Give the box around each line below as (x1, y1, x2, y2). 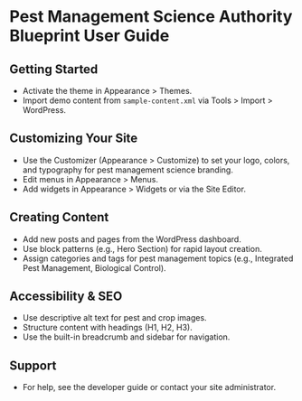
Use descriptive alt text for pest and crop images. (22, 312, 207, 323)
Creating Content (9, 210, 109, 225)
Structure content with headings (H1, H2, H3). (22, 322, 193, 333)
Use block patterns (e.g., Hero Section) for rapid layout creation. (22, 243, 262, 254)
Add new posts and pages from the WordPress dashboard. (22, 233, 241, 245)
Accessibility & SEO (9, 289, 123, 304)
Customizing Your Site (9, 131, 138, 146)
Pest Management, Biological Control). (22, 262, 166, 273)
